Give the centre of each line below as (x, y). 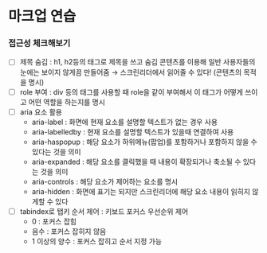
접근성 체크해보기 (39, 43)
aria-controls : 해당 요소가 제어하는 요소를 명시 (104, 181)
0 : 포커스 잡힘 (54, 221)
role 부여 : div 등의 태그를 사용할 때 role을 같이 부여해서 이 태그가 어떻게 (131, 91)
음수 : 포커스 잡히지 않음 (69, 231)
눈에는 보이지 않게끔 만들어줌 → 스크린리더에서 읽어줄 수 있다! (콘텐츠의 (131, 72)
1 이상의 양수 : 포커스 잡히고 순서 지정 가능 (96, 241)
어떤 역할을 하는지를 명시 (67, 102)
